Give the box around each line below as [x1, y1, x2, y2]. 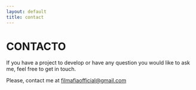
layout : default [6, 8, 47, 15]
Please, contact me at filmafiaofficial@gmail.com [6, 77, 127, 84]
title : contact [6, 14, 44, 20]
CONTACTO [6, 40, 66, 53]
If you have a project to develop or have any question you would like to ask [6, 59, 190, 66]
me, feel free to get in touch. [6, 66, 76, 73]
